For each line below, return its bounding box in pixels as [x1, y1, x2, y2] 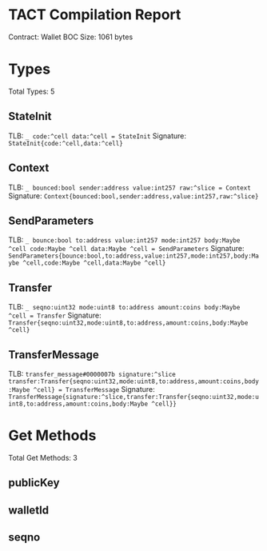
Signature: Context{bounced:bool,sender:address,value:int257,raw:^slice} [8, 190, 259, 201]
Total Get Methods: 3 [8, 453, 78, 462]
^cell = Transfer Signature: [8, 310, 102, 321]
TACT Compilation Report [8, 6, 181, 24]
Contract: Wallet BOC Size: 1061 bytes [8, 32, 133, 42]
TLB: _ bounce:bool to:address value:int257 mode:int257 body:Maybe [8, 235, 241, 245]
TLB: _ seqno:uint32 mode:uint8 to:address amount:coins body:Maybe [8, 302, 241, 312]
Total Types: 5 [8, 86, 55, 96]
